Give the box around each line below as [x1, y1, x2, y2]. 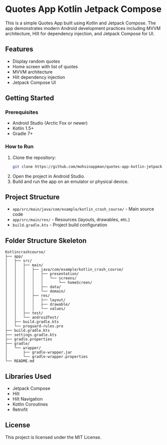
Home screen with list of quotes [12, 63, 78, 69]
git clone [12, 164, 33, 169]
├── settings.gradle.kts [5, 332, 57, 337]
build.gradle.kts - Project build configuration [12, 222, 108, 228]
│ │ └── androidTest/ [5, 315, 59, 320]
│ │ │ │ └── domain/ [5, 289, 66, 294]
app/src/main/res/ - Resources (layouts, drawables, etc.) [12, 217, 130, 223]
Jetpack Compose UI [12, 79, 56, 85]
